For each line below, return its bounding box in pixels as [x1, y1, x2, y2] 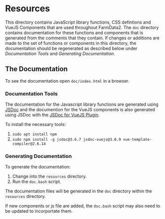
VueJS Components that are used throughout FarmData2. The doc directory [5, 24, 159, 30]
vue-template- [123, 137, 152, 142]
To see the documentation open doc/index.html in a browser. [5, 78, 130, 84]
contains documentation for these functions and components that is [5, 30, 143, 35]
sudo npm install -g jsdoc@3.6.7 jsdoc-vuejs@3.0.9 [12, 137, 121, 142]
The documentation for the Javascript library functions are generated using [5, 101, 159, 107]
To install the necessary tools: [5, 122, 66, 127]
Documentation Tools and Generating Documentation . [5, 50, 115, 57]
